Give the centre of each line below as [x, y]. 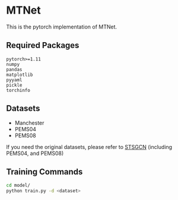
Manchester [29, 123]
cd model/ [18, 185]
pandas [14, 69]
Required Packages [43, 45]
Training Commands [44, 172]
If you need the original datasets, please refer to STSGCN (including [89, 147]
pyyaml [14, 80]
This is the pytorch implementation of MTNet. [62, 27]
